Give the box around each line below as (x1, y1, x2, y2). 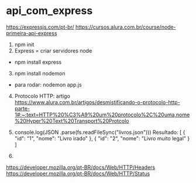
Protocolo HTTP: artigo (14, 92, 70, 99)
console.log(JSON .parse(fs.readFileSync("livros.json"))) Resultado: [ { (14, 129, 185, 136)
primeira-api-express (6, 29, 57, 36)
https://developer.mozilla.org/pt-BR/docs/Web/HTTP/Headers (6, 164, 156, 171)
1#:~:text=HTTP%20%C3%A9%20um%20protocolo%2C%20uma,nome (14, 111, 190, 118)
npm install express (14, 58, 62, 65)
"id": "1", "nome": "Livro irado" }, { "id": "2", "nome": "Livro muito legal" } (14, 134, 190, 141)
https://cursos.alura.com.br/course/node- (75, 23, 177, 30)
